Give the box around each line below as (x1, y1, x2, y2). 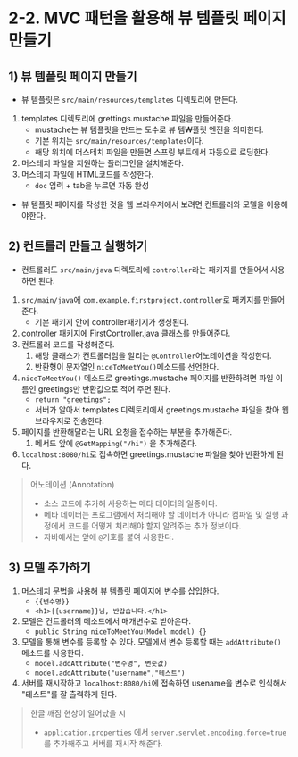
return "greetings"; (34, 395, 112, 404)
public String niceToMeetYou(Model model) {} (34, 627, 207, 636)
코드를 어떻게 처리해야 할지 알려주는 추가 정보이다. (67, 520, 242, 531)
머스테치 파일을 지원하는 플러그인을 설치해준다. (21, 158, 185, 168)
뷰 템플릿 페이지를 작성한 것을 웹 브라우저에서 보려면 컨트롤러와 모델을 (21, 199, 265, 210)
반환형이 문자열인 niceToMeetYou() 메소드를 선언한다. (34, 361, 219, 371)
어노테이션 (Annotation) (29, 478, 115, 489)
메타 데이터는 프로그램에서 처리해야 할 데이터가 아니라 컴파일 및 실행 (43, 509, 280, 520)
